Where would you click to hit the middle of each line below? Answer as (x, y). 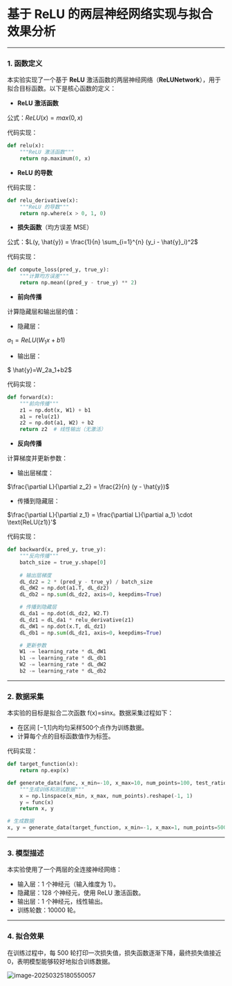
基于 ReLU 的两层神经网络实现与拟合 (110, 14)
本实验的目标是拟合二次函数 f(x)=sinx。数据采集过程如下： (90, 713)
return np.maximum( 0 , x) (55, 158)
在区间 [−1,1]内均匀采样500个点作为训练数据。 (83, 728)
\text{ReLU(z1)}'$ (32, 522)
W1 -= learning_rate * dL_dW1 (63, 652)
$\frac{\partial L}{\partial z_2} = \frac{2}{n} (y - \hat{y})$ (88, 487)
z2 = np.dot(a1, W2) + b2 (57, 423)
